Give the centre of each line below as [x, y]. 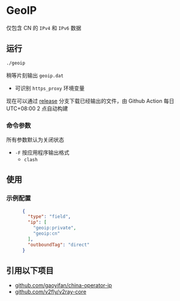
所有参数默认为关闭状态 [35, 140]
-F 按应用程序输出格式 [42, 152]
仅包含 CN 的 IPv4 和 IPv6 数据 [44, 28]
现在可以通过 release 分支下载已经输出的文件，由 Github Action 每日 [90, 101]
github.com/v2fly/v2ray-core [51, 292]
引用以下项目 [30, 271]
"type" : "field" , [49, 217]
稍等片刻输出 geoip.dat [35, 75]
